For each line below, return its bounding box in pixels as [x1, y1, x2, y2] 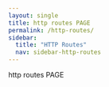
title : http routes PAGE [8, 19, 91, 27]
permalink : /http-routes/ [8, 26, 94, 34]
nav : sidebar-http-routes [15, 48, 102, 56]
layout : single [8, 11, 59, 20]
